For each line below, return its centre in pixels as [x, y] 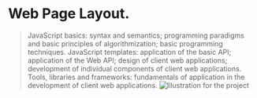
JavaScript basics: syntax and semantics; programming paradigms [136, 35]
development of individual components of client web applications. [134, 68]
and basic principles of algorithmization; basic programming [125, 43]
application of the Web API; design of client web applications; [127, 60]
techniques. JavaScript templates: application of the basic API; [129, 52]
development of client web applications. [92, 85]
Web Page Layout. [69, 14]
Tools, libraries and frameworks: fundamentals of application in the [136, 77]
